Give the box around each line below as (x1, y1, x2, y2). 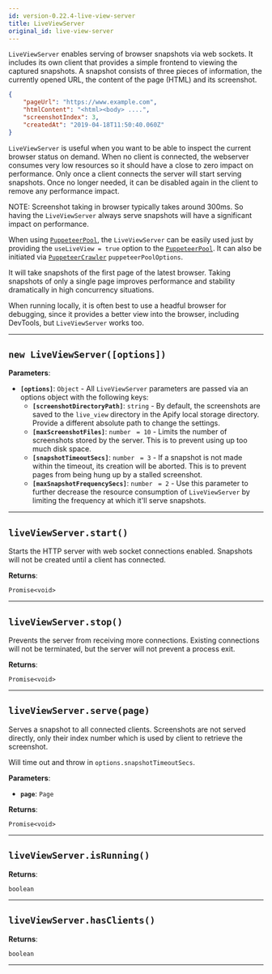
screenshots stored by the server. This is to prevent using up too (32, 435, 249, 446)
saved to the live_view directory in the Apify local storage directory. (32, 410, 260, 420)
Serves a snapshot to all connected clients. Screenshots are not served (8, 724, 246, 734)
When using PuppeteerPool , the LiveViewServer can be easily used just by (8, 234, 253, 244)
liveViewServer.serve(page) (8, 705, 151, 717)
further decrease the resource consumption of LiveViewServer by (32, 487, 251, 497)
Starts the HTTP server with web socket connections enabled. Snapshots (8, 546, 253, 556)
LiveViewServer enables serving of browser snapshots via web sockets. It (8, 49, 253, 59)
